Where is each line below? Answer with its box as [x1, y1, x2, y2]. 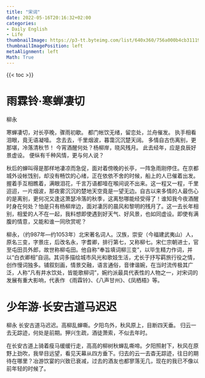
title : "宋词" [6, 9, 41, 15]
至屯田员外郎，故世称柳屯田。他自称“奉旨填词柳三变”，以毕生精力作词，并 [6, 246, 193, 253]
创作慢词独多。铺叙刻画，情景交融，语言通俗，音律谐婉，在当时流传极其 [6, 261, 188, 268]
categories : [6, 20, 37, 26]
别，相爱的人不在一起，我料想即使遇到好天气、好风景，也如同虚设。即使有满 [6, 210, 199, 217]
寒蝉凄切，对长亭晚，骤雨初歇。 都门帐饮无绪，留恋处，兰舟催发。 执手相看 [6, 129, 196, 136]
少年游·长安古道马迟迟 [6, 300, 117, 314]
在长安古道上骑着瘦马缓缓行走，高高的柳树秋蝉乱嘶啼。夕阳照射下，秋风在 [6, 342, 193, 349]
